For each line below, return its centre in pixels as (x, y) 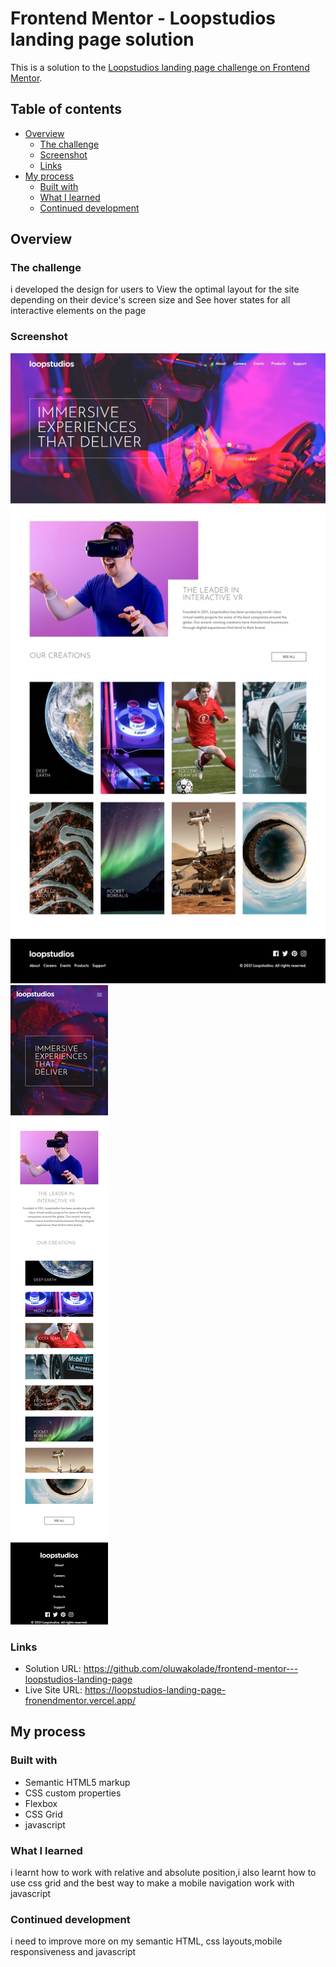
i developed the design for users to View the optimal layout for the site (155, 289)
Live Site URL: (53, 1690)
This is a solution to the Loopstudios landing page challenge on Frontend (160, 67)
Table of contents (66, 109)
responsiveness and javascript (73, 1952)
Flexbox (41, 1803)
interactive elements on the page (78, 311)
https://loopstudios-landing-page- (155, 1690)
